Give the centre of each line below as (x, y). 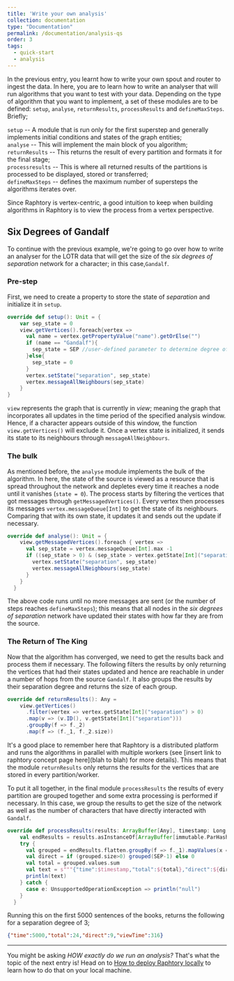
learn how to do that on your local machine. (70, 971)
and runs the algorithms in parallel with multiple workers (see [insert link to (114, 752)
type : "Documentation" (40, 27)
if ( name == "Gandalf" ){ (62, 343)
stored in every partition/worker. (53, 774)
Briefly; (17, 116)
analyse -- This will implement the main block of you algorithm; (97, 145)
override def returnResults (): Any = (62, 699)
